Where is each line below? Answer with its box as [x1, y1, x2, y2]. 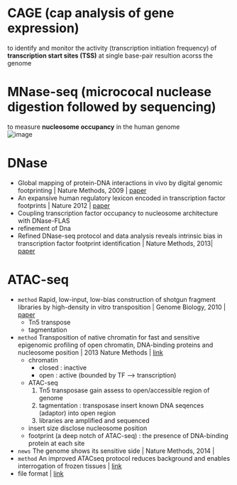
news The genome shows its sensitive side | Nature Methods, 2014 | [17, 447, 215, 455]
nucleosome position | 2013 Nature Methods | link [17, 348, 163, 357]
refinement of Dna [17, 224, 71, 232]
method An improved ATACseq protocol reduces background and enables [17, 454, 231, 462]
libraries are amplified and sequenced [38, 416, 150, 424]
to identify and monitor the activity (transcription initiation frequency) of [7, 43, 217, 52]
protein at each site [28, 439, 85, 447]
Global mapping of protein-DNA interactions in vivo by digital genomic [17, 178, 223, 187]
